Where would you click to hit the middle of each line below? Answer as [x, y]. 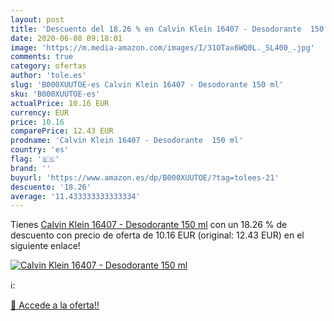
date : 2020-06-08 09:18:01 [66, 38]
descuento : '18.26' [51, 187]
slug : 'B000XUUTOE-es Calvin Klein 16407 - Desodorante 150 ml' [147, 85]
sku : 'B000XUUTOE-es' [55, 94]
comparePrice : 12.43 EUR [62, 131]
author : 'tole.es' [48, 76]
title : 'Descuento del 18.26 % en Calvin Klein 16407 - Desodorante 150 [167, 29]
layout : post [37, 19]
